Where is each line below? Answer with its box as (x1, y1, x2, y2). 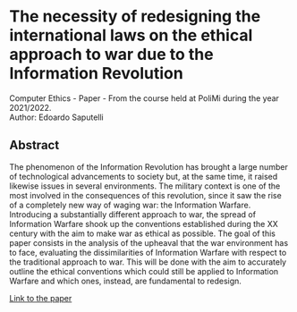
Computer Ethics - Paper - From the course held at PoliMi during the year (9, 92, 280, 104)
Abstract (9, 138, 60, 153)
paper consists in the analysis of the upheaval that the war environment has (9, 237, 289, 248)
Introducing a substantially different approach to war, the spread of (9, 208, 257, 220)
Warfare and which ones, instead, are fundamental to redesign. (9, 275, 242, 286)
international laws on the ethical (9, 25, 253, 46)
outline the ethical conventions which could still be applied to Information (9, 266, 279, 276)
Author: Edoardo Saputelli (9, 112, 105, 122)
